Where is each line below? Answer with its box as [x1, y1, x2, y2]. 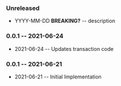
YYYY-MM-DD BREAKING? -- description [14, 18, 116, 25]
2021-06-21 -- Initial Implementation [14, 73, 102, 80]
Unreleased [6, 4, 40, 12]
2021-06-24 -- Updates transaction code [14, 45, 114, 52]
